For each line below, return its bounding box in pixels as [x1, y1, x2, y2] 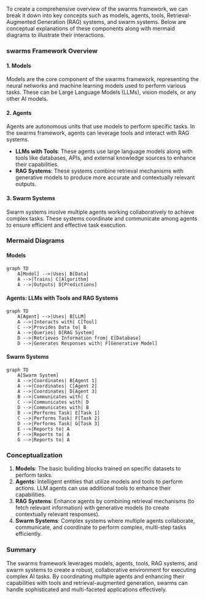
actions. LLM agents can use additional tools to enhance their [15, 485, 171, 492]
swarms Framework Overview [6, 46, 98, 55]
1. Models [6, 61, 32, 69]
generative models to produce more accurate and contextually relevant [15, 174, 195, 181]
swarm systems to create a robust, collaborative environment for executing [6, 566, 196, 573]
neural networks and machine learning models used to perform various [6, 82, 186, 90]
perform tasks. [15, 471, 53, 479]
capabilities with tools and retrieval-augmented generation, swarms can [6, 579, 188, 586]
